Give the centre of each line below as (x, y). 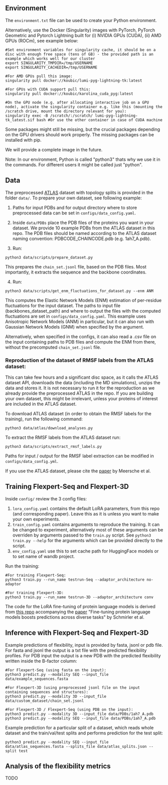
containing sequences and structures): (47, 692)
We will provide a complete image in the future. (54, 149)
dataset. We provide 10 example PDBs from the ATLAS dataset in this (84, 228)
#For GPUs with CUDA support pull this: (48, 89)
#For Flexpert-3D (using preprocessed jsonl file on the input (73, 688)
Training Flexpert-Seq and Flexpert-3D (67, 487)
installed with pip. (23, 140)
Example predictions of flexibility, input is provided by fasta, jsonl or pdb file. (84, 645)
